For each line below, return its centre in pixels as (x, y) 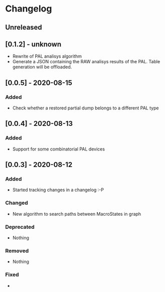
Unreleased (24, 27)
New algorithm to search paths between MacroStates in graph (77, 214)
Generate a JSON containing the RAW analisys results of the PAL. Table (86, 62)
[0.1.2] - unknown (33, 44)
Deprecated (20, 227)
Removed (17, 250)
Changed (17, 203)
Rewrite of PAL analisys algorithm (47, 56)
